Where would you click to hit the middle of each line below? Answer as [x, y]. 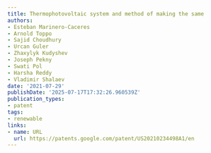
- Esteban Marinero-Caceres [49, 27]
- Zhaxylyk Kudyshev [38, 54]
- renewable [25, 118]
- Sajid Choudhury [34, 40]
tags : [15, 112]
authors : [20, 20]
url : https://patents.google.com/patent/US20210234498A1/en [104, 138]
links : [17, 125]
